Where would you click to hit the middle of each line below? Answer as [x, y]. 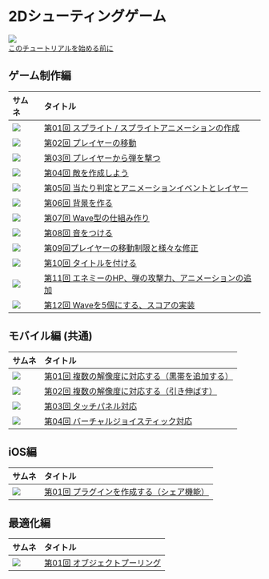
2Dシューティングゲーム [87, 16]
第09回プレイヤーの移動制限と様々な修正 [121, 247]
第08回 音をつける [78, 233]
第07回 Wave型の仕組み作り [96, 218]
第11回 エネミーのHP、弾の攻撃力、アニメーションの [144, 278]
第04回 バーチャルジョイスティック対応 [118, 421]
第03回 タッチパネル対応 [90, 406]
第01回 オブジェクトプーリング [102, 563]
